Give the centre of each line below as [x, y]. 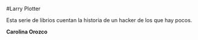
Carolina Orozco [27, 32]
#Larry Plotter [23, 9]
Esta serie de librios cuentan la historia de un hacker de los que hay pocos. [99, 20]
